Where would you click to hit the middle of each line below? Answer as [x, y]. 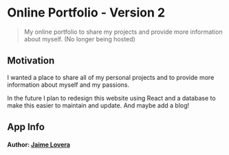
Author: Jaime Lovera [39, 144]
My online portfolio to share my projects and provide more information [123, 32]
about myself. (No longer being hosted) [79, 39]
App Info [26, 127]
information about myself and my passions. [68, 85]
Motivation [31, 61]
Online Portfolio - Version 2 [86, 13]
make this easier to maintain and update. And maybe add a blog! [98, 105]
